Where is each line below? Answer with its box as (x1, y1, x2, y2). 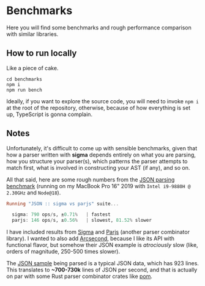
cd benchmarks (6, 76, 43, 82)
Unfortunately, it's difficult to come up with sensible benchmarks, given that (6, 144, 198, 152)
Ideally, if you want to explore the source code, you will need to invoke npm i (6, 97, 199, 105)
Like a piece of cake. (6, 64, 59, 71)
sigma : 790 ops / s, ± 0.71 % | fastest (12, 211, 111, 218)
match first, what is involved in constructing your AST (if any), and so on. (6, 164, 190, 171)
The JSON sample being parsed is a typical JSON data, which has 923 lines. (6, 260, 199, 267)
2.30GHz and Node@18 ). (6, 189, 61, 196)
